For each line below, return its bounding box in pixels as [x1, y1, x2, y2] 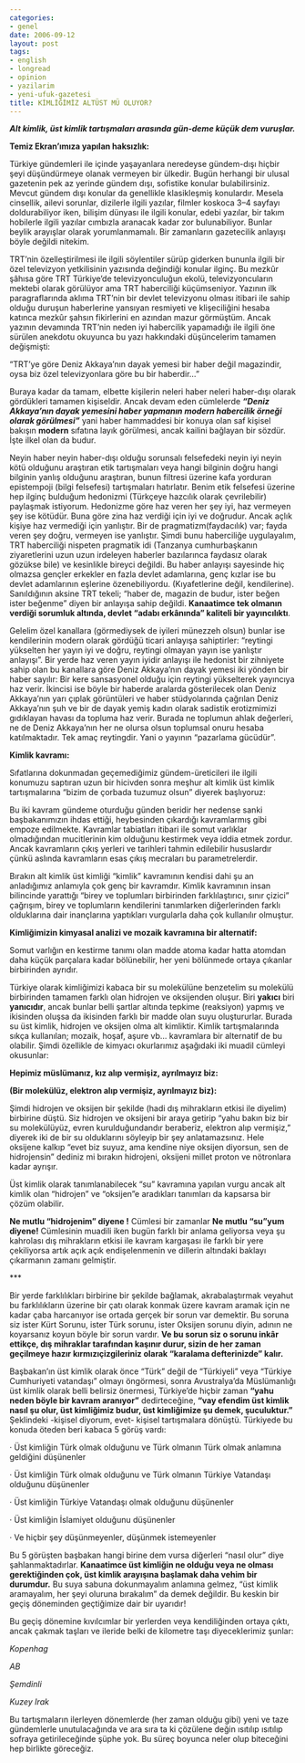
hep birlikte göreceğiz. [9, 1743, 94, 1754]
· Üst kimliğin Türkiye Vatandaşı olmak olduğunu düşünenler [9, 1496, 234, 1507]
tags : [9, 47, 30, 57]
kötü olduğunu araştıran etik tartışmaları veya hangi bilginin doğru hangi [9, 462, 279, 473]
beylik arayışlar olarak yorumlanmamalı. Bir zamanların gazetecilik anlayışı [9, 226, 287, 237]
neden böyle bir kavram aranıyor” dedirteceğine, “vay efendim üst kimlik [9, 1395, 290, 1406]
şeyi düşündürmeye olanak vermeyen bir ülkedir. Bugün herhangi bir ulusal [9, 168, 290, 179]
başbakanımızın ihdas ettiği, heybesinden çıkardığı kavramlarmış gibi [9, 814, 267, 825]
